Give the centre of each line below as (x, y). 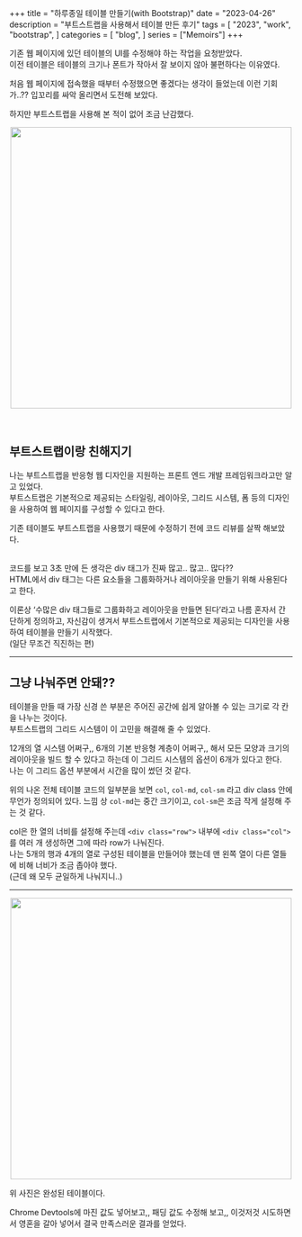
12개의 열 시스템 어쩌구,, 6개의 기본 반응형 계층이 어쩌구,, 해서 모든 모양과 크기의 (150, 748)
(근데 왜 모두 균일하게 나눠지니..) (66, 876)
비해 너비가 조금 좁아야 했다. (68, 865)
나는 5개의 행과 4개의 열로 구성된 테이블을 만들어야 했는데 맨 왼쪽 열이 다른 (140, 853)
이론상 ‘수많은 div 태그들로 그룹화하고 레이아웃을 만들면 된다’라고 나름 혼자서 (143, 609)
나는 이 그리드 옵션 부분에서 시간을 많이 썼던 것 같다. (100, 770)
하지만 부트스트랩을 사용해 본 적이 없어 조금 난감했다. (102, 114)
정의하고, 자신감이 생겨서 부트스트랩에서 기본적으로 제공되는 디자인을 (153, 620)
